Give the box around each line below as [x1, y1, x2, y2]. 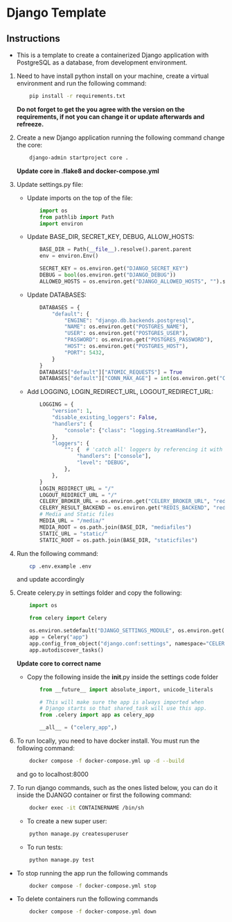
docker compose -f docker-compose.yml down [29, 908, 157, 915]
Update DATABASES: [26, 290, 87, 299]
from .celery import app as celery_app [39, 711, 155, 718]
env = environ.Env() [39, 252, 99, 260]
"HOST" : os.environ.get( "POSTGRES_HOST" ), [64, 343, 188, 349]
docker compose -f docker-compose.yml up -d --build [29, 757, 185, 764]
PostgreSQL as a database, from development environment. [16, 58, 188, 67]
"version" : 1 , [51, 408, 93, 415]
